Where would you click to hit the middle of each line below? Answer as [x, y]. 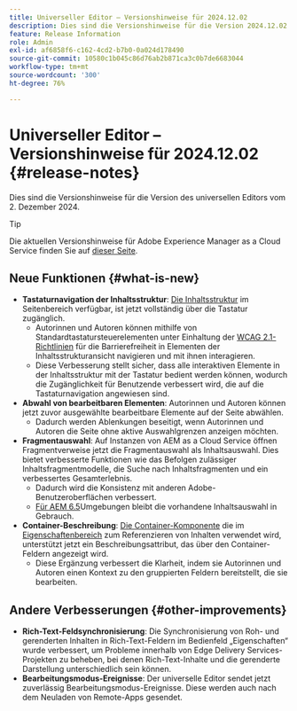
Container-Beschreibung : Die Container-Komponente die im [133, 526]
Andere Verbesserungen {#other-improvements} [148, 609]
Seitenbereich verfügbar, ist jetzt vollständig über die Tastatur [135, 309]
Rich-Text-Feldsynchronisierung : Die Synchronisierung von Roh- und [150, 631]
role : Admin [31, 42]
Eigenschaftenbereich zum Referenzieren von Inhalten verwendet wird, [152, 535]
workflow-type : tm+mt [49, 67]
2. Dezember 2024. [44, 207]
